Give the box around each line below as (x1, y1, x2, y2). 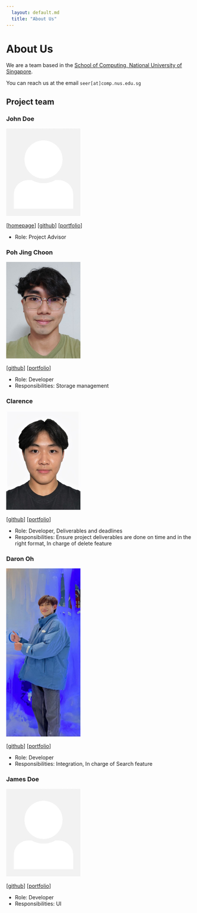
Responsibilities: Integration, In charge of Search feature (14, 760, 153, 768)
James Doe (6, 775, 40, 783)
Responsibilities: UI (14, 900, 62, 908)
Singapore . (6, 68, 33, 75)
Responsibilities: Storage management (14, 382, 109, 389)
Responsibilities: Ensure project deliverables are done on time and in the (14, 533, 192, 540)
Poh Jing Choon (6, 248, 53, 256)
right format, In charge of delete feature (14, 540, 112, 547)
